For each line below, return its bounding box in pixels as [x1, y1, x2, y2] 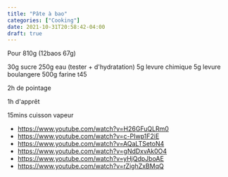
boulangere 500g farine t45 [7, 70, 87, 79]
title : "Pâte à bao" [7, 10, 68, 18]
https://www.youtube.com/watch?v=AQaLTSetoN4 [17, 140, 165, 148]
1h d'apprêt [7, 98, 40, 106]
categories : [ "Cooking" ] [7, 17, 80, 24]
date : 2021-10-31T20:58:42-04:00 [7, 23, 106, 30]
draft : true [7, 29, 42, 37]
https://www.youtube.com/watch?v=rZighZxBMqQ [17, 162, 164, 171]
